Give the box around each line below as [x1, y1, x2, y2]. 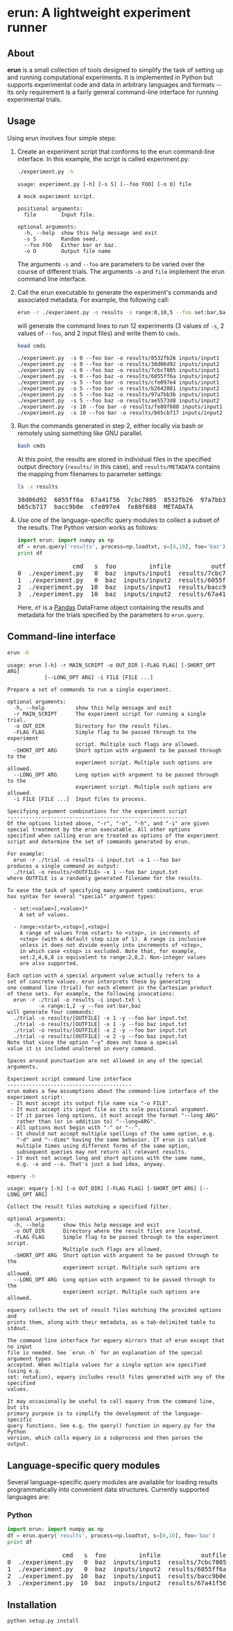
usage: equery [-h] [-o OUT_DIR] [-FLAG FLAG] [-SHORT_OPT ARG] [7, 1185, 197, 1192]
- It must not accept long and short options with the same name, [10, 1154, 207, 1162]
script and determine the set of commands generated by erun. [7, 838, 191, 845]
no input [7, 1343, 33, 1350]
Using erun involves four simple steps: [7, 133, 116, 142]
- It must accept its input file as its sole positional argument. [10, 1105, 209, 1113]
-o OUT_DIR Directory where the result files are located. [13, 1228, 203, 1235]
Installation [7, 1599, 57, 1611]
